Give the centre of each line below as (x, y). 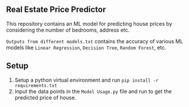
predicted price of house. (45, 97)
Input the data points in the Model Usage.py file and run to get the (93, 91)
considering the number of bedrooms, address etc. (68, 30)
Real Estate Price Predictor (56, 10)
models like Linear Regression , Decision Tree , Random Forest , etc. (86, 47)
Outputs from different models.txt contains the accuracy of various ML (95, 41)
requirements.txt (36, 85)
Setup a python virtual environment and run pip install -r (87, 80)
